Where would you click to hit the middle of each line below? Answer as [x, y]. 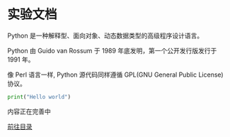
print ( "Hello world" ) [39, 97]
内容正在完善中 [29, 111]
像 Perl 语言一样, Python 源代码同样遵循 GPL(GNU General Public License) [116, 75]
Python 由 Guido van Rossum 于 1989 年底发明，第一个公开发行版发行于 [112, 50]
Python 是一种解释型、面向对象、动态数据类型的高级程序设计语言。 [105, 35]
